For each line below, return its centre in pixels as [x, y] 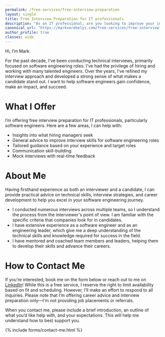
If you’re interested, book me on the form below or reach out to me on [76, 279]
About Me [26, 176]
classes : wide [20, 37]
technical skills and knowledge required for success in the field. [77, 235]
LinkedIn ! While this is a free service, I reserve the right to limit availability [79, 285]
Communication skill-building [42, 151]
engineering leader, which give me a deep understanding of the [76, 230]
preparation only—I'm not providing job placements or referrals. [69, 300]
